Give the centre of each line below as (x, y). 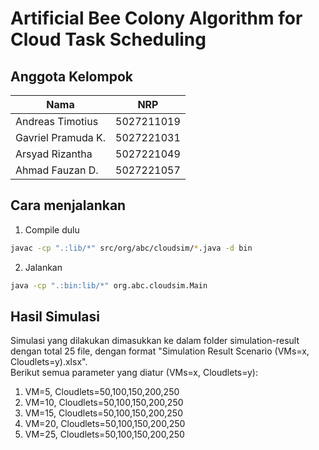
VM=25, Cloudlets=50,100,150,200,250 (104, 434)
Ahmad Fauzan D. (57, 170)
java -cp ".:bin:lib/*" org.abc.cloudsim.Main (109, 285)
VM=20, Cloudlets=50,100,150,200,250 (105, 424)
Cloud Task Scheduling (108, 39)
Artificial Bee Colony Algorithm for (156, 18)
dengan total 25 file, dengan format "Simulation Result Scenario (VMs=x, (160, 351)
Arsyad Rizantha (54, 154)
